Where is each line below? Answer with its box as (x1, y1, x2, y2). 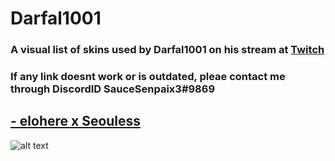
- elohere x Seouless (10, 113, 142, 130)
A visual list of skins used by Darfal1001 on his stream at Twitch (10, 43, 325, 57)
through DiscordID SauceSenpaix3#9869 (10, 82, 216, 96)
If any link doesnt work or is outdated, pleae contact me (10, 70, 286, 84)
